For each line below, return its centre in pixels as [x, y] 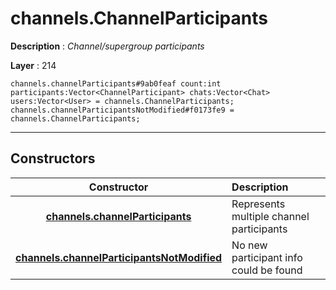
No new [249, 245]
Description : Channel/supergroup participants [107, 46]
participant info [267, 257]
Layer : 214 [33, 65]
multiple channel [270, 216]
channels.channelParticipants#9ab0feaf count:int [116, 83]
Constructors [53, 158]
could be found [267, 270]
